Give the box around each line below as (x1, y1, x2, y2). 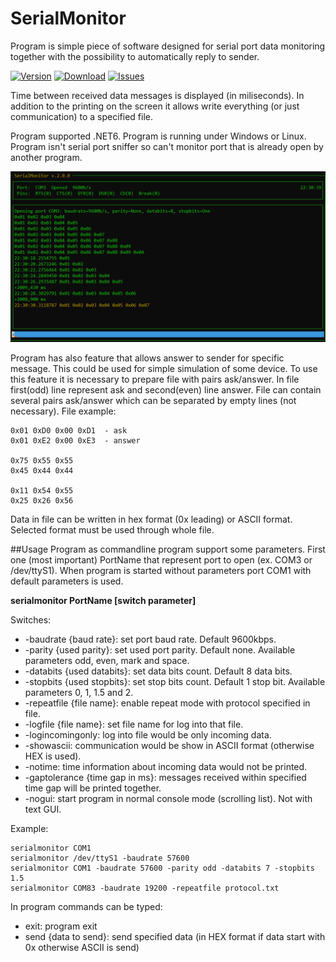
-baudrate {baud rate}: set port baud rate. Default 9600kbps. (24, 633, 277, 645)
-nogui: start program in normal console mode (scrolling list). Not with (24, 792, 313, 804)
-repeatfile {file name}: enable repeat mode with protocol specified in (24, 697, 311, 709)
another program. (10, 151, 83, 163)
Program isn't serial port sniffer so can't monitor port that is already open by (10, 140, 324, 152)
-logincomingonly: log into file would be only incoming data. (24, 728, 272, 741)
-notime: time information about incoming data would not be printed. (24, 760, 308, 772)
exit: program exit (24, 920, 98, 932)
